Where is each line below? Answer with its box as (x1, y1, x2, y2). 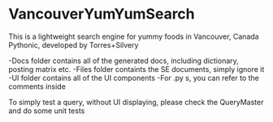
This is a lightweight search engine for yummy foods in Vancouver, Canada (8, 32, 259, 41)
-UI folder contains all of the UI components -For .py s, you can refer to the (8, 73, 260, 82)
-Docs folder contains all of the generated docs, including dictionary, (8, 56, 240, 65)
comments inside (8, 82, 67, 91)
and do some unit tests (8, 106, 85, 116)
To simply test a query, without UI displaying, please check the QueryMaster (8, 97, 264, 107)
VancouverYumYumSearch (8, 5, 195, 23)
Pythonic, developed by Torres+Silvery (8, 40, 139, 49)
